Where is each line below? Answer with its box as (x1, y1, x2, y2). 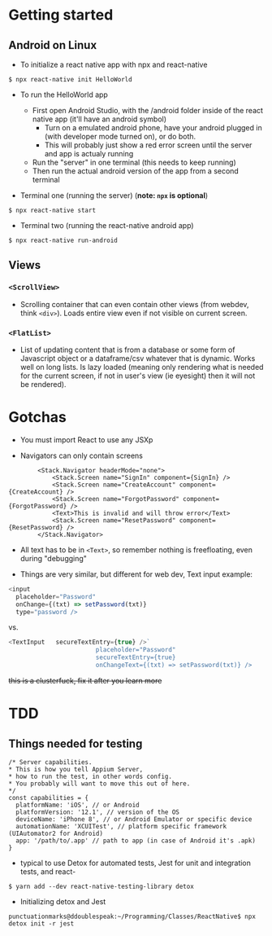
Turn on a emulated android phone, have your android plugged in (44, 123, 262, 132)
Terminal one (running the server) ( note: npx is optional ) (19, 191, 209, 200)
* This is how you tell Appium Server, (8, 765, 144, 773)
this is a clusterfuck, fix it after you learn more (8, 675, 162, 685)
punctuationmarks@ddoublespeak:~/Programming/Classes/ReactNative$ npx (8, 912, 256, 921)
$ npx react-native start (8, 206, 96, 214)
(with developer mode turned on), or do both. (44, 132, 196, 141)
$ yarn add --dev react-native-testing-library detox (8, 882, 195, 890)
